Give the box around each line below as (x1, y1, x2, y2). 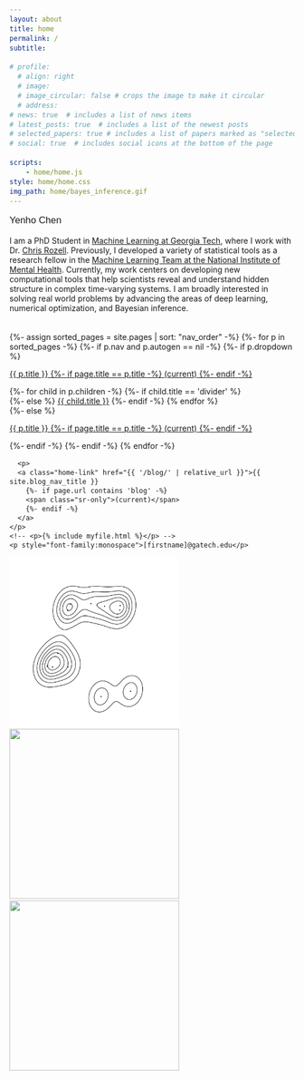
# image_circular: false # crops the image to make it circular (17, 91, 265, 100)
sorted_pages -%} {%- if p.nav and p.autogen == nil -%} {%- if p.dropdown (9, 341, 292, 352)
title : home (9, 24, 54, 34)
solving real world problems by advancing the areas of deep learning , (9, 293, 269, 304)
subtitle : (9, 44, 47, 53)
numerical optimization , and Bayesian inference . (9, 302, 189, 313)
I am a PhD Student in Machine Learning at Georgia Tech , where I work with (9, 235, 292, 246)
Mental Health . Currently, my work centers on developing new (9, 264, 241, 275)
